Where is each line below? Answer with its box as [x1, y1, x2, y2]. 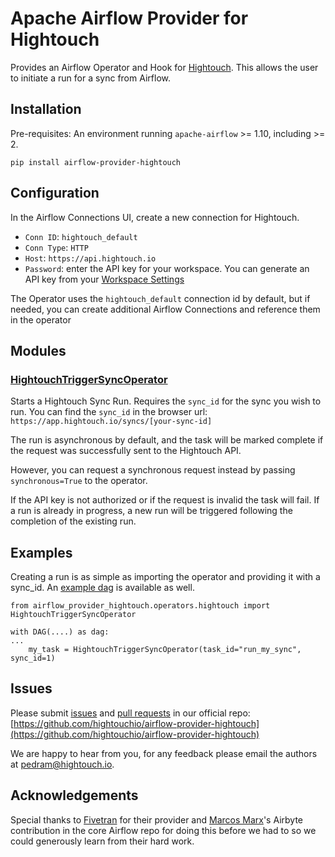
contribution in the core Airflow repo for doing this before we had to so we [10, 824, 317, 836]
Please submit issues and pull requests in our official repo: [10, 707, 251, 719]
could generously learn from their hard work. [10, 835, 195, 847]
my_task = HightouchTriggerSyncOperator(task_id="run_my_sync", [28, 645, 302, 655]
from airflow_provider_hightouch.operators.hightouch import [10, 601, 271, 611]
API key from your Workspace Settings [24, 273, 185, 285]
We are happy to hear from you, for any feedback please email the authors [10, 747, 318, 759]
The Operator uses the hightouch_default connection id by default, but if [10, 292, 311, 304]
